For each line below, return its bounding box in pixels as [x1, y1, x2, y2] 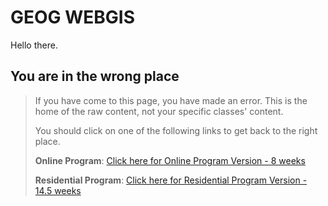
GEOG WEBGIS [10, 6, 136, 29]
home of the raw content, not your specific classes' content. [34, 105, 284, 117]
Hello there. [10, 39, 58, 51]
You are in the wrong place [10, 68, 180, 85]
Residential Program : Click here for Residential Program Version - [34, 174, 308, 186]
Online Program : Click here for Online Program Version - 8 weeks [34, 154, 306, 166]
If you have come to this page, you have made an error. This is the [34, 94, 308, 106]
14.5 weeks [34, 184, 82, 196]
